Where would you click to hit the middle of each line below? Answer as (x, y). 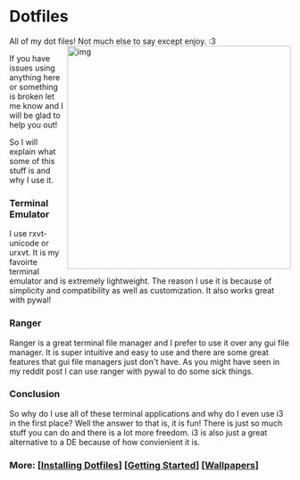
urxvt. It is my (34, 252)
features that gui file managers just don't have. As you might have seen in (145, 361)
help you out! (33, 124)
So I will (24, 142)
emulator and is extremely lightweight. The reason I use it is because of (141, 281)
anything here (35, 77)
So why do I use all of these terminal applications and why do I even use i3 (146, 413)
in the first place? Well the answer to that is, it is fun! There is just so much (146, 423)
